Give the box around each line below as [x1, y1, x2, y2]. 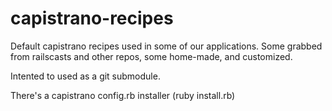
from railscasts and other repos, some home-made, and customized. [10, 50, 293, 62]
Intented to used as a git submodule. [10, 70, 161, 82]
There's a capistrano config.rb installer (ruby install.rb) [10, 89, 236, 101]
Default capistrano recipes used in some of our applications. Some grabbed [10, 40, 323, 52]
